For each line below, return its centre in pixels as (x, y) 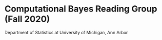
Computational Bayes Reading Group (81, 9)
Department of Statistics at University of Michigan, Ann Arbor (66, 32)
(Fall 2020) (27, 19)
